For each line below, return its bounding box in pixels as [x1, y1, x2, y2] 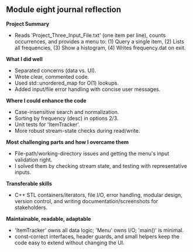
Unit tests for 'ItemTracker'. [14, 120, 80, 128]
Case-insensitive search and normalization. [14, 108, 119, 115]
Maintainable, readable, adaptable [6, 215, 91, 222]
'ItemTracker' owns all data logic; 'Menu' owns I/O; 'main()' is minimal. [14, 226, 184, 234]
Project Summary [6, 20, 50, 27]
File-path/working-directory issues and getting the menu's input [14, 150, 170, 157]
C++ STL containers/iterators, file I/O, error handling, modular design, [14, 191, 182, 199]
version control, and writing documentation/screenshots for [14, 197, 158, 204]
